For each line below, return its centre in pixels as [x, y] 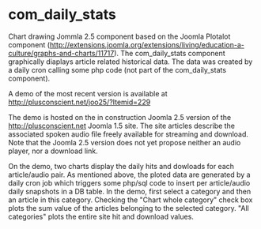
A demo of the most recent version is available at [88, 93]
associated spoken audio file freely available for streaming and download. [129, 134]
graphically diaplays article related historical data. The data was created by [130, 62]
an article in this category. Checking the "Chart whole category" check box [130, 200]
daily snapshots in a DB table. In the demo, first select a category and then [130, 191]
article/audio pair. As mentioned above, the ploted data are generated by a [129, 175]
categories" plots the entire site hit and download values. [101, 216]
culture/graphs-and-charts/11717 [61, 53]
